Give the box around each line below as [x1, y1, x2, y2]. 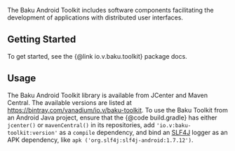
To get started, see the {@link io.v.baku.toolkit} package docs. [7, 52, 187, 60]
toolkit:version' [7, 129, 58, 136]
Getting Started [7, 34, 76, 45]
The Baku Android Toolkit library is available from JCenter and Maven [7, 91, 208, 99]
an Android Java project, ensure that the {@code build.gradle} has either [7, 113, 217, 122]
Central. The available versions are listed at [7, 98, 132, 107]
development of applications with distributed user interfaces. [7, 13, 184, 22]
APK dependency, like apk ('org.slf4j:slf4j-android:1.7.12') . [7, 136, 194, 144]
